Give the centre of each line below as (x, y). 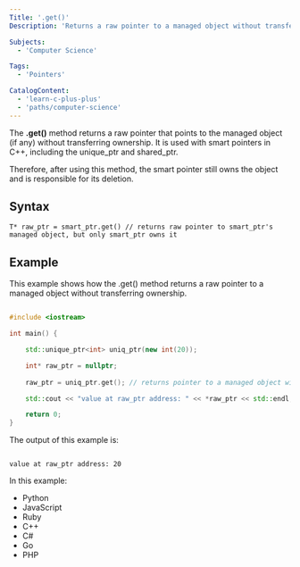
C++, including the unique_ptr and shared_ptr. (94, 152)
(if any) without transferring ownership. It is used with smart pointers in (140, 142)
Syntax (29, 207)
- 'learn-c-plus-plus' (59, 99)
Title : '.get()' (39, 17)
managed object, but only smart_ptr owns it (93, 235)
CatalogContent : (39, 91)
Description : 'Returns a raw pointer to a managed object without (135, 26)
